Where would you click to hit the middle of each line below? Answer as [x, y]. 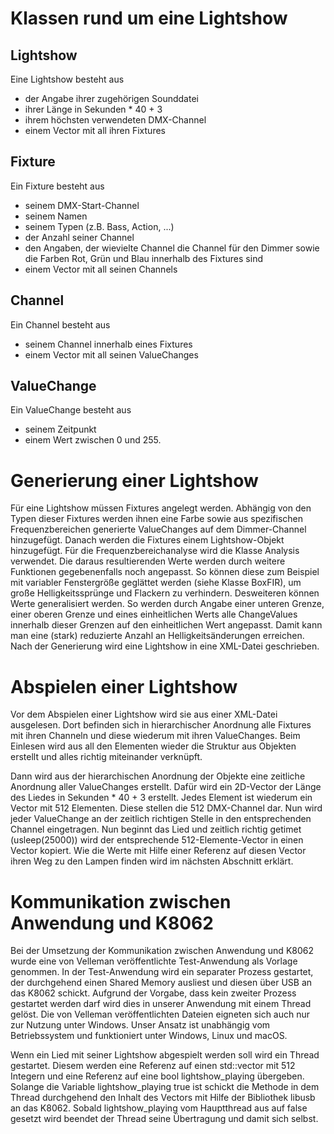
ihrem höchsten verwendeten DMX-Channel [115, 120]
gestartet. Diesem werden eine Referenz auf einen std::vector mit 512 [153, 1066]
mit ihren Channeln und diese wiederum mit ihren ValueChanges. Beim [155, 736]
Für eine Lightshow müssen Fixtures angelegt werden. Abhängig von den [161, 508]
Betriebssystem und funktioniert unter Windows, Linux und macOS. [149, 1036]
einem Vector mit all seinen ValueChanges [111, 354]
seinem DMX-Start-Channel [82, 205]
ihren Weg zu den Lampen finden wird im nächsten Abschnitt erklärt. [152, 861]
